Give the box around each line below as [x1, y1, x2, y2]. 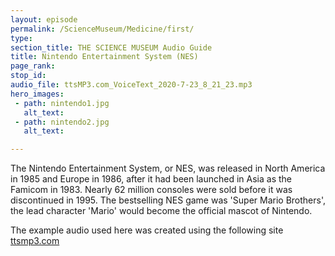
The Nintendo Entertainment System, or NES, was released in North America [10, 162, 326, 175]
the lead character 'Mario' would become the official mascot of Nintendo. [10, 205, 313, 217]
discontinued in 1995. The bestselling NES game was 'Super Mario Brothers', [10, 194, 326, 206]
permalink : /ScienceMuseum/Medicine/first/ [10, 24, 195, 34]
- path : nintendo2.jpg [14, 117, 110, 127]
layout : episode [10, 14, 78, 25]
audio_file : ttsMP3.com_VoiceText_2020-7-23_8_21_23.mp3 [10, 80, 253, 90]
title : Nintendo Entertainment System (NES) [10, 52, 199, 62]
